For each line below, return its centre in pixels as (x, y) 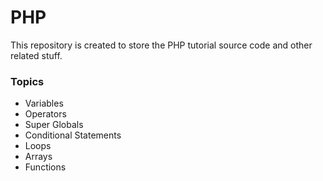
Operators (45, 114)
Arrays (38, 157)
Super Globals (54, 125)
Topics (27, 81)
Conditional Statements (73, 135)
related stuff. (36, 55)
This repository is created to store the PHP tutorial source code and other (161, 45)
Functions (45, 167)
